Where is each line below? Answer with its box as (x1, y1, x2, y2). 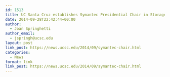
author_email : (5, 31, 35, 36)
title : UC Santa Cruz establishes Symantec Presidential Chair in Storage (5, 12, 166, 17)
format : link (5, 59, 33, 64)
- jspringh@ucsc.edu (10, 36, 53, 41)
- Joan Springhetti (10, 26, 51, 31)
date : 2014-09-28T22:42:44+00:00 (5, 17, 76, 22)
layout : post (5, 41, 33, 46)
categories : (5, 50, 30, 55)
